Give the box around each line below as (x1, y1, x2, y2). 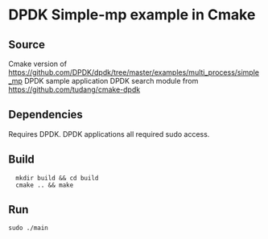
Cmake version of (8, 59, 67, 68)
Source (8, 38, 46, 52)
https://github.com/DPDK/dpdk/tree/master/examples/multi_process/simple (8, 68, 260, 77)
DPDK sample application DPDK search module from (23, 76, 199, 85)
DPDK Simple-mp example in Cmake (8, 6, 256, 24)
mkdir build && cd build (15, 174, 99, 182)
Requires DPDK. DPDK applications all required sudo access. (8, 129, 210, 138)
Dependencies (8, 108, 83, 122)
